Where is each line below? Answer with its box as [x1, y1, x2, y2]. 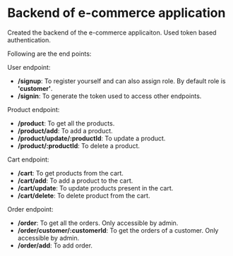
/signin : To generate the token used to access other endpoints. [17, 92, 202, 100]
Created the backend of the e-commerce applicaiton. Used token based [7, 28, 217, 37]
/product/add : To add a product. [17, 126, 113, 135]
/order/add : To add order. [17, 241, 93, 250]
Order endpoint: [7, 205, 54, 213]
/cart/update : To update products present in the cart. [17, 183, 174, 192]
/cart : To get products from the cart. [17, 169, 124, 177]
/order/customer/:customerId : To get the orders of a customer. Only [17, 226, 219, 234]
